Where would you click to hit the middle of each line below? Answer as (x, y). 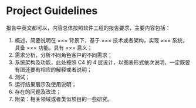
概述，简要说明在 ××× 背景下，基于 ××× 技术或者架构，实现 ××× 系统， (101, 40)
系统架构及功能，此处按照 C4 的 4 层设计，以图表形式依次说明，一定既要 (102, 62)
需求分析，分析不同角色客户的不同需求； (63, 55)
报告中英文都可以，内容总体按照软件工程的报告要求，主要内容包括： (88, 28)
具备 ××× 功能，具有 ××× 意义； (53, 48)
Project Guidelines (52, 11)
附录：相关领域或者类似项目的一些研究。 (63, 99)
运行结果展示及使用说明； (45, 84)
